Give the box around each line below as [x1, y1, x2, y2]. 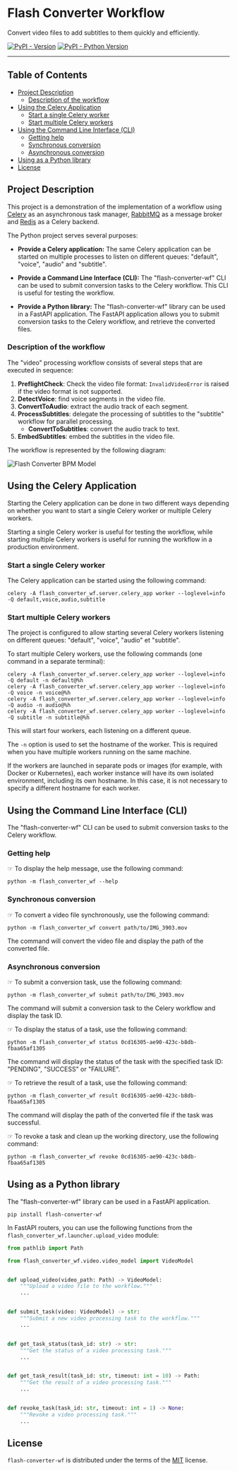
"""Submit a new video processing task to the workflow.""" [20, 1315, 200, 1323]
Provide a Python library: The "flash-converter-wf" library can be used [17, 302, 226, 310]
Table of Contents [7, 69, 88, 81]
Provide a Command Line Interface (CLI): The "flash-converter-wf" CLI [17, 274, 226, 282]
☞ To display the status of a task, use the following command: [7, 1025, 188, 1033]
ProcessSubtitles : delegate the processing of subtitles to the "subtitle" [17, 409, 224, 418]
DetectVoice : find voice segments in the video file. [17, 394, 166, 403]
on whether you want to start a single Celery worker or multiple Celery [7, 506, 212, 515]
